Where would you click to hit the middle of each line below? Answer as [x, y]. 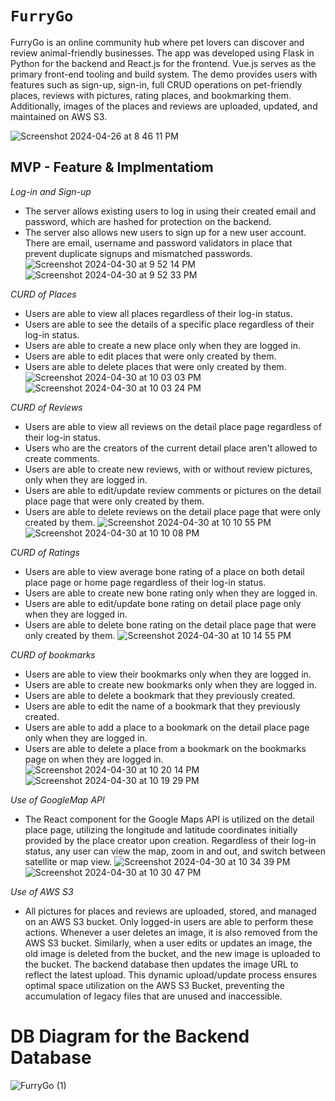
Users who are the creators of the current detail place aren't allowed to [171, 448]
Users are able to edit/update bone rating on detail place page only [163, 603]
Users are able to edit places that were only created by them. [150, 356]
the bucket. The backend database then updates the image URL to [161, 964]
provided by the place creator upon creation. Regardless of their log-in [170, 840]
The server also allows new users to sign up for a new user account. [165, 232]
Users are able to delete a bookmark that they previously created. [160, 695]
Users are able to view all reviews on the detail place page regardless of [173, 426]
